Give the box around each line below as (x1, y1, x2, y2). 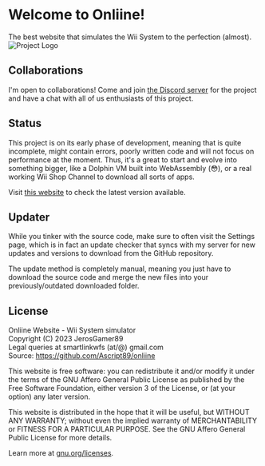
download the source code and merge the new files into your (8, 273, 209, 282)
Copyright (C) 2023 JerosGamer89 (8, 334, 124, 344)
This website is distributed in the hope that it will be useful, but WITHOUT (8, 408, 250, 417)
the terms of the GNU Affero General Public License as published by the (8, 375, 245, 384)
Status (8, 117, 42, 130)
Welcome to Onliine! (8, 6, 145, 24)
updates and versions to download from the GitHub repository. (8, 249, 214, 258)
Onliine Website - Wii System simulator (8, 325, 136, 335)
